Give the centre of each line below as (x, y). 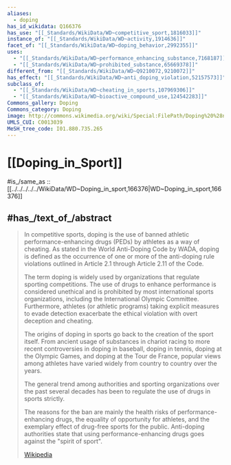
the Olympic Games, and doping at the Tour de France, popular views (122, 356)
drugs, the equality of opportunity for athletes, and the (132, 420)
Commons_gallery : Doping (43, 103)
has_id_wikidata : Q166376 (44, 26)
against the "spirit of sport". (63, 442)
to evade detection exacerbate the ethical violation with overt (111, 314)
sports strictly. (44, 399)
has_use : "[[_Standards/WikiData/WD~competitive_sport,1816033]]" (104, 33)
